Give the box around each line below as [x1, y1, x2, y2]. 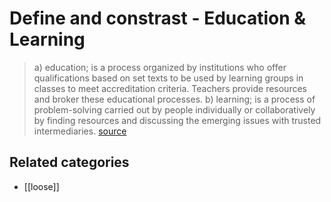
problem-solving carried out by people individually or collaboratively [33, 103, 316, 116]
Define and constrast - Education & [9, 7, 307, 30]
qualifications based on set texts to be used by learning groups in [33, 72, 304, 84]
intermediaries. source [33, 125, 127, 137]
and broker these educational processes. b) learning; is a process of [33, 93, 316, 105]
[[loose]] [23, 180, 60, 192]
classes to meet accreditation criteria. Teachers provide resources [33, 82, 307, 94]
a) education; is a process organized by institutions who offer [33, 61, 287, 73]
